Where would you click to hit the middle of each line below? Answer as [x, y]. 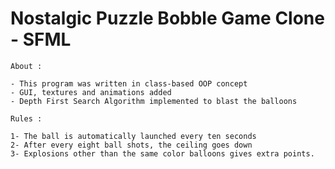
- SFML [41, 39]
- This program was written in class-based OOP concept [129, 83]
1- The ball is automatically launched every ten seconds [133, 136]
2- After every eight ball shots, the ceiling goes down [131, 145]
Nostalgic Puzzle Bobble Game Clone [167, 18]
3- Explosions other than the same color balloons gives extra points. [162, 153]
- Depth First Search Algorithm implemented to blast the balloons [154, 101]
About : [26, 66]
